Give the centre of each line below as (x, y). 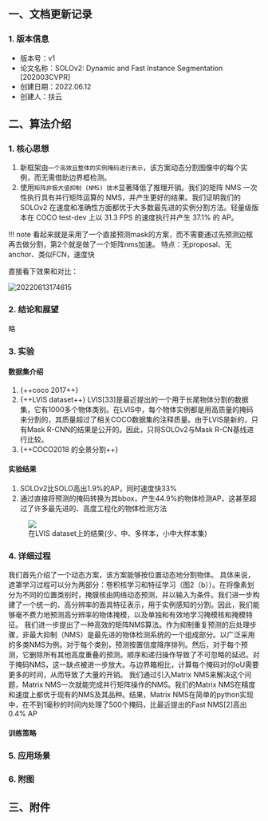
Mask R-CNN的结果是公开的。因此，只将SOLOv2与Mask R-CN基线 (137, 429)
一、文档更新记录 (50, 14)
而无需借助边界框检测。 (73, 177)
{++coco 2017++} (49, 390)
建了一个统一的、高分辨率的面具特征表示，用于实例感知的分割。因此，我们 (130, 605)
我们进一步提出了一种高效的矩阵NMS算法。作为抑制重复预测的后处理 (137, 625)
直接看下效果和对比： (43, 272)
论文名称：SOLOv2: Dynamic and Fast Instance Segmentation (121, 68)
